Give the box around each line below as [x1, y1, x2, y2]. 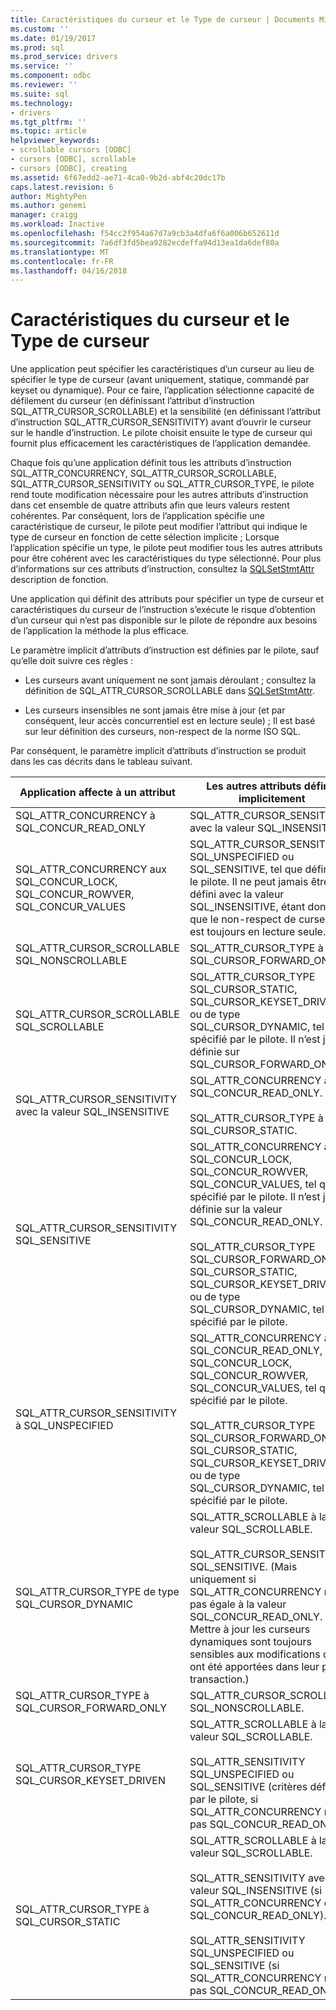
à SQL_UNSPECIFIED [15, 1419, 114, 1433]
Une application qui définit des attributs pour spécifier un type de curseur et [10, 593, 325, 605]
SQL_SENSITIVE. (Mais [189, 1560, 298, 1574]
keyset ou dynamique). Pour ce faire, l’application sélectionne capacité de [10, 384, 315, 396]
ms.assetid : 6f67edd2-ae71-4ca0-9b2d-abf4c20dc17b [10, 172, 226, 183]
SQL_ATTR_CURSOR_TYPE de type [15, 1585, 180, 1599]
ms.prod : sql [10, 42, 65, 53]
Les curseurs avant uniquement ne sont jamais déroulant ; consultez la [24, 674, 317, 686]
